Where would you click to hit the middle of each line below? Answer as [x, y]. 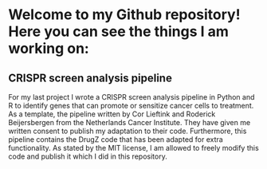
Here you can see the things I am [119, 31]
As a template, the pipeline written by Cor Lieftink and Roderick [112, 114]
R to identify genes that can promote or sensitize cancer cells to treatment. [131, 106]
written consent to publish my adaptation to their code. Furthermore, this [128, 131]
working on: [49, 49]
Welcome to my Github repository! [124, 15]
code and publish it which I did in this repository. [88, 156]
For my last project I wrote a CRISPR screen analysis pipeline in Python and [132, 97]
